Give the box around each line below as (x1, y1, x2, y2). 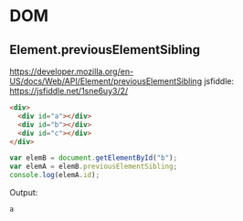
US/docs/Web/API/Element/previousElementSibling (9, 76, 203, 87)
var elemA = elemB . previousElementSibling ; (9, 162, 178, 172)
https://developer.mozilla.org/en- (9, 66, 134, 77)
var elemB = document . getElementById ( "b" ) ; (9, 153, 178, 163)
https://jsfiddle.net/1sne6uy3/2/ (9, 86, 129, 96)
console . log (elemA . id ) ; (9, 171, 100, 180)
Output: (9, 187, 38, 197)
